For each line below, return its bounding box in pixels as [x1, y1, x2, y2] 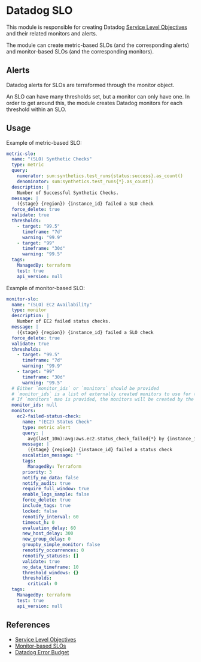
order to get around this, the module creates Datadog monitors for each [6, 99, 182, 106]
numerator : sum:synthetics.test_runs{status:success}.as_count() [17, 173, 184, 179]
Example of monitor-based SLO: [6, 284, 85, 291]
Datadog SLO [6, 4, 73, 17]
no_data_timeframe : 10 [22, 564, 79, 570]
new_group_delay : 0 [22, 536, 71, 542]
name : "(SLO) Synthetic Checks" [11, 156, 93, 162]
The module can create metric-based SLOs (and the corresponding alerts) [6, 41, 190, 49]
